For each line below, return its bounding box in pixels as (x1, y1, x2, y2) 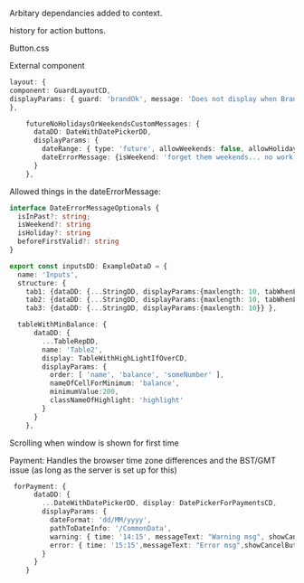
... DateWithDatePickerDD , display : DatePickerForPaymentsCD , (42, 499, 278, 508)
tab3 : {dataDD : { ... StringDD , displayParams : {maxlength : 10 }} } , (25, 304, 278, 313)
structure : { (17, 278, 67, 287)
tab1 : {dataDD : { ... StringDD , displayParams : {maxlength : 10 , (25, 287, 261, 296)
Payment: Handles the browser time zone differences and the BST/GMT (9, 455, 276, 465)
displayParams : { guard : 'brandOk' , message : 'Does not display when (9, 94, 278, 103)
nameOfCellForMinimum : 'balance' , (49, 379, 180, 388)
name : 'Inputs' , (17, 270, 79, 279)
